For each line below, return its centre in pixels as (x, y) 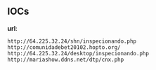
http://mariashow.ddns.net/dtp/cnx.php (66, 59)
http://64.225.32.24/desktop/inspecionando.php (78, 53)
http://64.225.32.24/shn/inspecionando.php (72, 41)
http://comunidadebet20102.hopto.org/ (64, 47)
